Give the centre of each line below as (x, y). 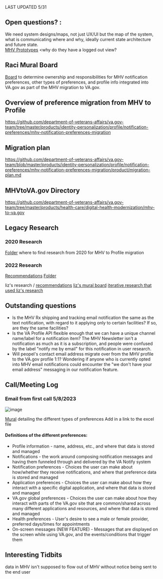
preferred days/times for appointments (51, 524)
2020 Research (24, 242)
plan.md (13, 175)
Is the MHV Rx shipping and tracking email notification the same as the (83, 318)
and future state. (22, 44)
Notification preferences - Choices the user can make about (72, 467)
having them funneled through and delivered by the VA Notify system (81, 462)
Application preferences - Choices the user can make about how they (82, 482)
